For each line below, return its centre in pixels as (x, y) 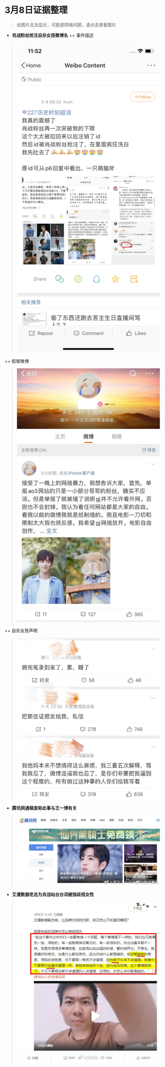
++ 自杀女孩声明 (21, 631)
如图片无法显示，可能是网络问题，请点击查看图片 (66, 25)
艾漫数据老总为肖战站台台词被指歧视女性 (53, 895)
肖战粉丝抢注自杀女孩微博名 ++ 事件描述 (53, 35)
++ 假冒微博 (17, 361)
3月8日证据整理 (36, 10)
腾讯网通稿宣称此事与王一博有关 (44, 808)
